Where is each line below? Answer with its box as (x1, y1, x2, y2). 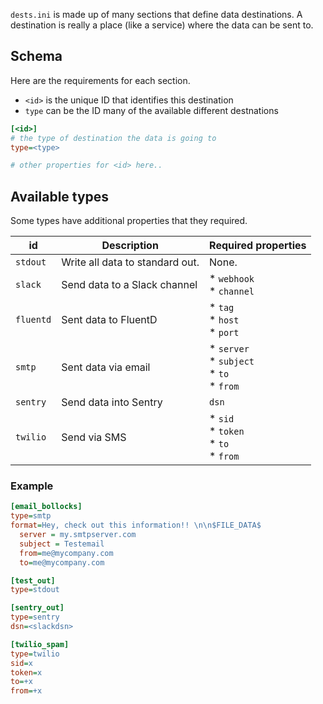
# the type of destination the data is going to (10, 133, 217, 143)
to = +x (10, 677, 33, 687)
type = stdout (10, 585, 60, 595)
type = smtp (10, 511, 52, 521)
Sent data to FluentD (61, 313, 158, 327)
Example (10, 479, 54, 493)
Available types (10, 188, 110, 205)
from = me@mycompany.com (19, 548, 114, 558)
